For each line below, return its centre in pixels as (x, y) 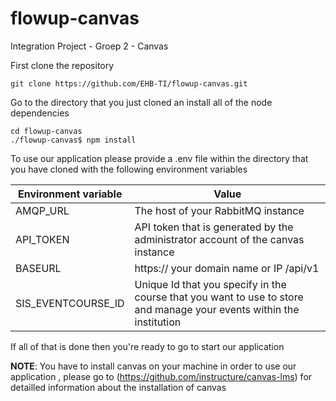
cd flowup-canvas (46, 131)
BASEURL (38, 268)
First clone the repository (62, 65)
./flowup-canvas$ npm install (73, 140)
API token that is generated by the (214, 227)
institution (158, 322)
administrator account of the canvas (219, 239)
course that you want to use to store (219, 297)
